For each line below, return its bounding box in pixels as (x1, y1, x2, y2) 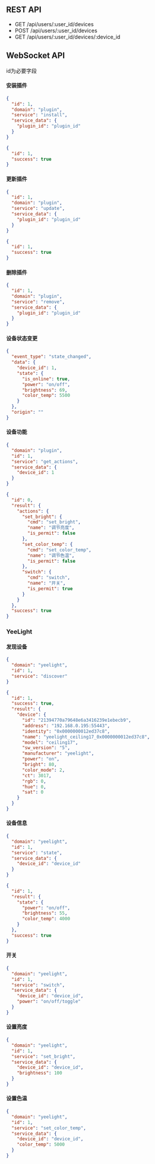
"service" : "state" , (11, 849, 62, 856)
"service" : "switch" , (11, 982, 65, 988)
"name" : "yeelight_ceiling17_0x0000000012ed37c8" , (21, 734, 150, 740)
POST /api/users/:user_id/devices (14, 27, 98, 34)
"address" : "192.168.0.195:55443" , (21, 722, 110, 729)
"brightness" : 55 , (21, 910, 68, 917)
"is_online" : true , (21, 375, 70, 382)
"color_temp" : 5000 (17, 1141, 65, 1148)
